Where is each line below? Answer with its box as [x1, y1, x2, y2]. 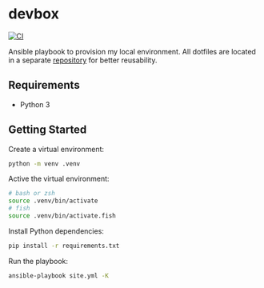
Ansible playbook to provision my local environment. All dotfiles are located [8, 46, 256, 56]
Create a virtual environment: [8, 144, 105, 154]
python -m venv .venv [8, 159, 81, 168]
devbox [8, 5, 60, 23]
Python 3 [19, 99, 50, 109]
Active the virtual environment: [8, 174, 110, 184]
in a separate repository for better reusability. [8, 55, 158, 65]
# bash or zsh [8, 190, 56, 198]
